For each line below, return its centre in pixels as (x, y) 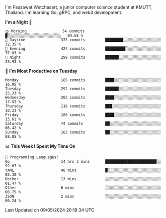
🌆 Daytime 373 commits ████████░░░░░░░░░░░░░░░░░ (83, 40)
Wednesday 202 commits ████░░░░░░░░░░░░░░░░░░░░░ (83, 98)
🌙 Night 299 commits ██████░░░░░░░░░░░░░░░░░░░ (83, 57)
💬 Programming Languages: (32, 157)
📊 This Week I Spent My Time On (40, 146)
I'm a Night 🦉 (19, 22)
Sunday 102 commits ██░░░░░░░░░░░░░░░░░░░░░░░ (83, 132)
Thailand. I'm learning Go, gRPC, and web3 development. (64, 12)
